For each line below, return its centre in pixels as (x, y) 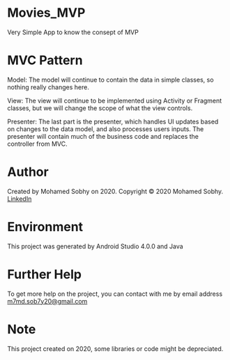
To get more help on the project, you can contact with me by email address (115, 294)
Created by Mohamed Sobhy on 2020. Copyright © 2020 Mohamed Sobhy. (115, 191)
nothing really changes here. (48, 87)
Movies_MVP (46, 13)
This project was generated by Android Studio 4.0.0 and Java (95, 246)
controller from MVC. (37, 144)
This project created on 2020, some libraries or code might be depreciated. (115, 348)
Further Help (45, 274)
